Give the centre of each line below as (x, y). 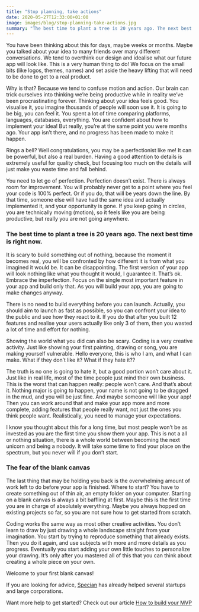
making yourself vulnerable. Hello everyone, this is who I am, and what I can (99, 353)
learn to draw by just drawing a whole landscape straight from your (88, 530)
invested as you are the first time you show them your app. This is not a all (97, 433)
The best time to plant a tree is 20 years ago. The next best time (99, 234)
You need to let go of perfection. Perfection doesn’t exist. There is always (96, 181)
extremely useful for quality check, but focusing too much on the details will (99, 163)
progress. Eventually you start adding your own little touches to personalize (98, 549)
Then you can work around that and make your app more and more (88, 403)
